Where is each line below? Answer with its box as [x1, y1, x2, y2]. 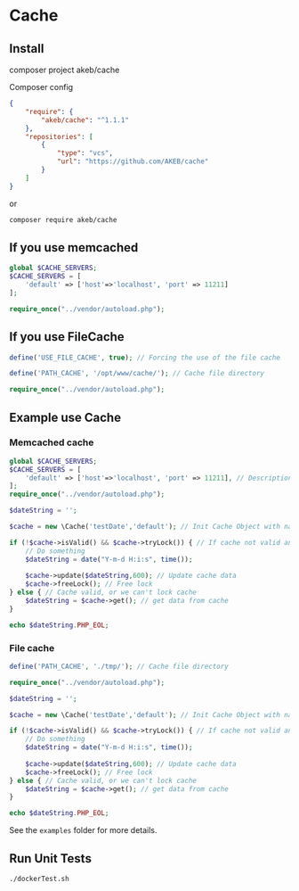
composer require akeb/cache [9, 215, 117, 224]
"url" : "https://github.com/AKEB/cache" [56, 157, 209, 166]
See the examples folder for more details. [9, 825, 158, 836]
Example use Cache [9, 409, 122, 425]
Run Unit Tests [9, 851, 92, 866]
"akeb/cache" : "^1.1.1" [41, 115, 129, 125]
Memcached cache [9, 436, 94, 449]
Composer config [9, 82, 74, 92]
